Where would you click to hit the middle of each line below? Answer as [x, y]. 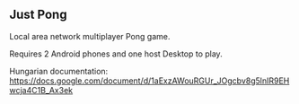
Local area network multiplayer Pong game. [90, 36]
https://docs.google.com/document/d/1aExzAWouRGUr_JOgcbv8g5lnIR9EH [149, 81]
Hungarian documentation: [59, 71]
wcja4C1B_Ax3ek [41, 90]
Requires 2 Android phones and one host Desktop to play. [116, 54]
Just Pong [38, 15]
